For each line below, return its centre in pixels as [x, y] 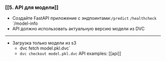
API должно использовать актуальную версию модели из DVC [78, 29]
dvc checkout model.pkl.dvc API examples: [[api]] [70, 54]
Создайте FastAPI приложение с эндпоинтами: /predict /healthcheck [84, 18]
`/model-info [25, 23]
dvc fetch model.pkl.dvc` [45, 48]
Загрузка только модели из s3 [44, 43]
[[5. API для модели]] [32, 7]
